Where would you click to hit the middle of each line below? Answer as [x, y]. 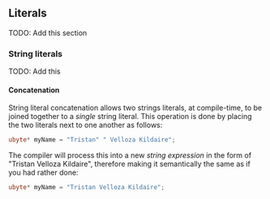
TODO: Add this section [48, 32]
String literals [36, 53]
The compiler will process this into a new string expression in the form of [130, 155]
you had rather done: [43, 172]
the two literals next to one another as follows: [86, 125]
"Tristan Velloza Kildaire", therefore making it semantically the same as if [130, 164]
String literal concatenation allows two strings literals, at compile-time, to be [135, 108]
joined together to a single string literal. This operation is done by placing [131, 116]
